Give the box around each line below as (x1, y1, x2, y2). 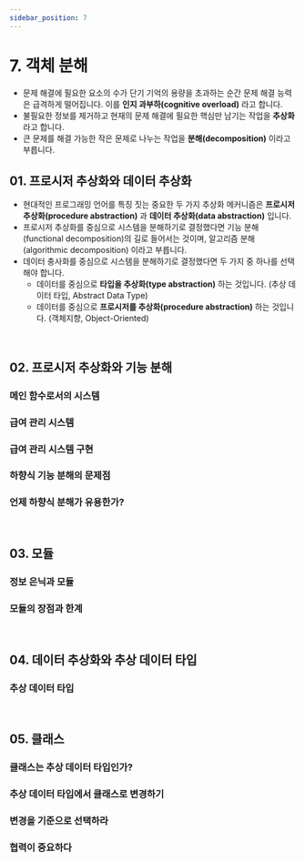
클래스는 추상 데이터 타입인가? (9, 761, 134, 774)
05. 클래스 (9, 732, 66, 747)
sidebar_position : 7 (9, 13, 88, 23)
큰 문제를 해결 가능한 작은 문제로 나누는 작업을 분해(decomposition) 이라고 (22, 133, 291, 144)
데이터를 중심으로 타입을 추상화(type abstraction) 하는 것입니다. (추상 (36, 279, 287, 289)
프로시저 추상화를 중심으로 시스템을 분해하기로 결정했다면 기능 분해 (22, 222, 259, 233)
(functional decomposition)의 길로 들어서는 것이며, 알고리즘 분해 (22, 233, 256, 244)
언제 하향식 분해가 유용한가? (9, 496, 125, 509)
